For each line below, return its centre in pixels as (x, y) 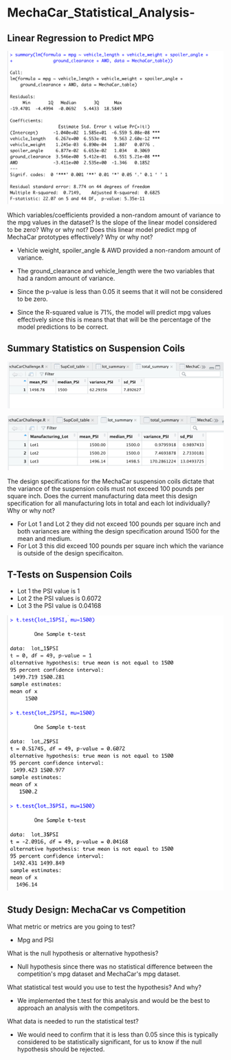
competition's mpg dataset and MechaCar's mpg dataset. (99, 974)
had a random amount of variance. (66, 278)
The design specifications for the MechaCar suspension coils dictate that (111, 481)
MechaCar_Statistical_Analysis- (101, 13)
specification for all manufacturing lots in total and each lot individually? (109, 503)
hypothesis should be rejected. (61, 1049)
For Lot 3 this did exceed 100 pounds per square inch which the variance (120, 546)
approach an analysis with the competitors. (78, 1008)
